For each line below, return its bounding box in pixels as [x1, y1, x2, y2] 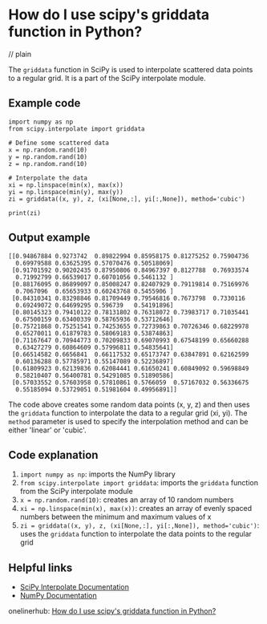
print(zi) [8, 209, 42, 217]
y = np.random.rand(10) [8, 152, 88, 161]
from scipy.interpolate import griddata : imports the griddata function [19, 478, 259, 488]
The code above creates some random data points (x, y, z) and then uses [8, 399, 250, 409]
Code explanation [8, 448, 99, 462]
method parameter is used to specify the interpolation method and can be [8, 416, 249, 426]
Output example [8, 231, 91, 245]
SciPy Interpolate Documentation [19, 582, 130, 592]
